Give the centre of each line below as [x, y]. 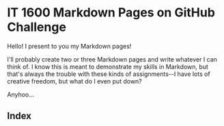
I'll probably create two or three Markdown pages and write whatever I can [112, 59]
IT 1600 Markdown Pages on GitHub [111, 13]
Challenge [37, 27]
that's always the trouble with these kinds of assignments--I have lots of [109, 74]
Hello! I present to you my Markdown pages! [69, 46]
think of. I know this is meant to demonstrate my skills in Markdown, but [108, 66]
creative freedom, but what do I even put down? [74, 81]
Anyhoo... [20, 94]
